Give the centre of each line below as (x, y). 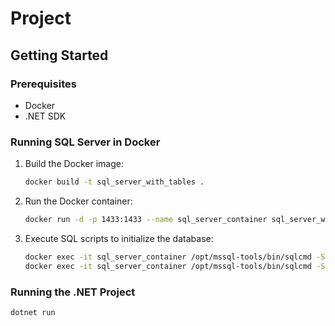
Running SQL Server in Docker (85, 142)
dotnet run (33, 312)
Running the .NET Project (73, 292)
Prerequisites (43, 84)
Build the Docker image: (74, 164)
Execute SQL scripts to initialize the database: (119, 238)
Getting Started (59, 55)
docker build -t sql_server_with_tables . (114, 182)
